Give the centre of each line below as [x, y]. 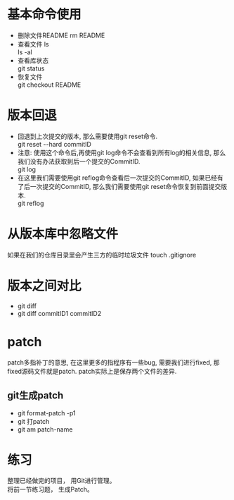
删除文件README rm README [61, 35]
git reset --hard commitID [54, 144]
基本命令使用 [45, 14]
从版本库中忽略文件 [63, 234]
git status [31, 68]
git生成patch [35, 396]
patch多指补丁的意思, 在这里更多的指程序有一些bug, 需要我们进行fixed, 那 [113, 362]
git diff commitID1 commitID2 [59, 313]
